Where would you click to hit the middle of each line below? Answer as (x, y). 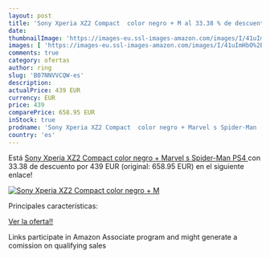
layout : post (30, 16)
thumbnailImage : (35, 38)
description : (30, 83)
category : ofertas (39, 61)
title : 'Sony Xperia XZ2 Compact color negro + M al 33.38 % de (120, 23)
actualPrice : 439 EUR (45, 90)
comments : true (34, 53)
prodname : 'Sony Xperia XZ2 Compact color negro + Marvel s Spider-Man (133, 127)
